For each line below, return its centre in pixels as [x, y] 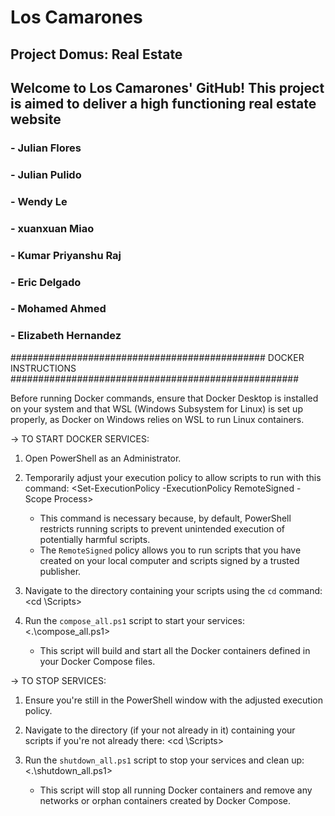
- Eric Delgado [46, 282]
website [36, 119]
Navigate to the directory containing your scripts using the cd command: [173, 590]
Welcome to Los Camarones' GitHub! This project [167, 87]
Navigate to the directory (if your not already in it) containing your [160, 730]
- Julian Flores [46, 148]
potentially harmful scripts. [95, 539]
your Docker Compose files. [97, 661]
